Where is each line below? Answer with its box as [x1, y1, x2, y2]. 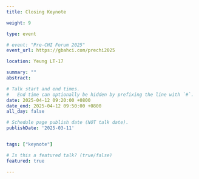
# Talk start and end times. [6, 86, 80, 92]
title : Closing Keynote [6, 8, 67, 15]
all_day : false [6, 109, 45, 115]
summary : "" [6, 69, 36, 76]
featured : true [6, 158, 45, 164]
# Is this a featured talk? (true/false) [6, 152, 113, 158]
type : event [6, 31, 36, 37]
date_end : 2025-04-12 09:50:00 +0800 [6, 103, 102, 109]
